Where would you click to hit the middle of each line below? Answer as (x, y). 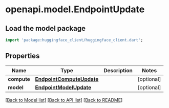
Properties (23, 56)
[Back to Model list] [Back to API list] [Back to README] (64, 100)
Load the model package (46, 28)
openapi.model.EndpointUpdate (75, 9)
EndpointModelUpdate (63, 87)
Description (118, 70)
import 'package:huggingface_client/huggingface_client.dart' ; (74, 40)
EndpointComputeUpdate (67, 79)
